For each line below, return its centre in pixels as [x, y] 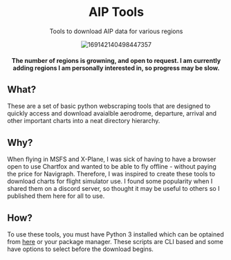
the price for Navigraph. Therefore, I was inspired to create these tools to [111, 174]
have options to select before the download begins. [81, 249]
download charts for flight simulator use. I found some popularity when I [110, 181]
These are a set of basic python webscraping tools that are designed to [109, 106]
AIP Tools [116, 12]
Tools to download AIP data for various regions [116, 31]
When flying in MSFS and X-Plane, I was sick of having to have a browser [112, 159]
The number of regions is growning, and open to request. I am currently [116, 60]
